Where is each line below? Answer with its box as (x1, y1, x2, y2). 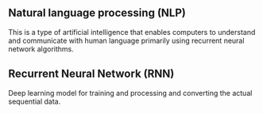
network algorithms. (8, 44, 74, 54)
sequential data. (8, 97, 61, 106)
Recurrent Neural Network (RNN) (8, 67, 175, 81)
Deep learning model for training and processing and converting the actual (8, 88, 253, 97)
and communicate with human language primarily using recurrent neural (8, 36, 245, 45)
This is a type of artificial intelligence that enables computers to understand (8, 27, 256, 36)
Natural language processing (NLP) (8, 6, 187, 20)
